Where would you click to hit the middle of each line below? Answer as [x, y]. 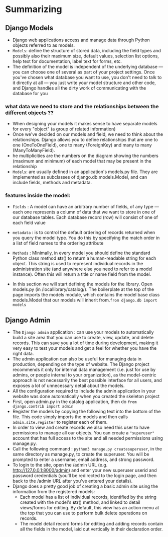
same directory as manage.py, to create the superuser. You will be [81, 454]
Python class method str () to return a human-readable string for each [84, 258]
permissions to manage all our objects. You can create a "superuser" [83, 433]
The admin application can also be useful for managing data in [77, 359]
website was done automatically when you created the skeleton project [86, 397]
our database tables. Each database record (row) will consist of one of [85, 217]
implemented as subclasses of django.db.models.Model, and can [80, 177]
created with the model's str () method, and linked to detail [80, 502]
